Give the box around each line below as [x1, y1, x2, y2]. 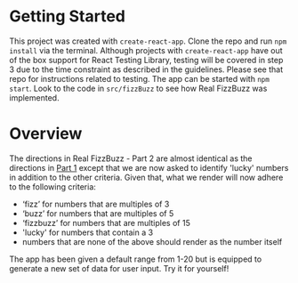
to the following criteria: [9, 181, 96, 192]
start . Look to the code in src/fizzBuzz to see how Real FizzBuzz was [9, 83, 268, 93]
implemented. [9, 92, 60, 103]
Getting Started [9, 6, 126, 27]
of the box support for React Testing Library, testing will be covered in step [9, 54, 284, 65]
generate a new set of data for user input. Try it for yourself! [9, 263, 230, 273]
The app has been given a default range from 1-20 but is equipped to [9, 254, 262, 264]
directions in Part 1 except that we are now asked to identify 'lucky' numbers [9, 162, 289, 173]
